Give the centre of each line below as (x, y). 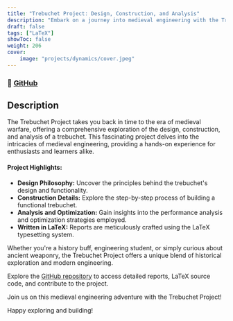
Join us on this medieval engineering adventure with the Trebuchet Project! (114, 297)
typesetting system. (45, 234)
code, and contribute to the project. (58, 283)
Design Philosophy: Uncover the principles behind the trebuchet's (112, 183)
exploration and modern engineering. (60, 262)
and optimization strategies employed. (72, 220)
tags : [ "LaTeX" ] (31, 33)
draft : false (26, 26)
